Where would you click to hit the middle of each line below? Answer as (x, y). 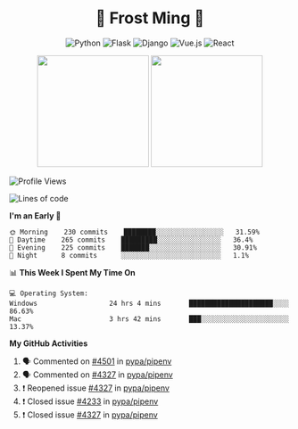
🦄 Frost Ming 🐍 (150, 18)
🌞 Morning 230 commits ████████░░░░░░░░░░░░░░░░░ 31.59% (135, 232)
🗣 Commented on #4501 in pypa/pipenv (97, 361)
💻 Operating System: (49, 293)
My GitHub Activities (49, 343)
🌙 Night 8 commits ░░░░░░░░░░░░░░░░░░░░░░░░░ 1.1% (129, 255)
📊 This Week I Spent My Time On (72, 272)
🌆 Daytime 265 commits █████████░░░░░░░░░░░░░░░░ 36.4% (131, 240)
